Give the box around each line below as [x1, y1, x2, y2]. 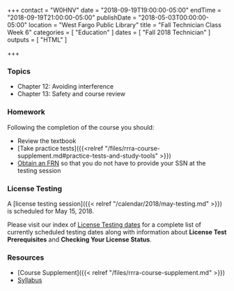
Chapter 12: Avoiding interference [17, 82, 114, 91]
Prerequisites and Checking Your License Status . [7, 235, 152, 244]
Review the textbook [17, 136, 77, 145]
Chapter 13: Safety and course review [17, 90, 125, 98]
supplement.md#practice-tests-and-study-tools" [17, 151, 159, 160]
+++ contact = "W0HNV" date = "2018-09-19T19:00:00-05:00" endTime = [7, 6, 221, 14]
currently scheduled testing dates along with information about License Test [7, 227, 227, 236]
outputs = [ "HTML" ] [7, 36, 68, 44]
